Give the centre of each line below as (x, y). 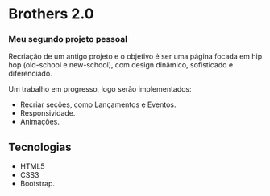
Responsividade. (48, 113)
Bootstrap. (37, 184)
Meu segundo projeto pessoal (68, 39)
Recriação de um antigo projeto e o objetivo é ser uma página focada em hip (135, 56)
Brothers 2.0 (51, 14)
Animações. (40, 122)
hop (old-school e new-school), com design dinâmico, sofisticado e (121, 65)
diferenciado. (30, 74)
